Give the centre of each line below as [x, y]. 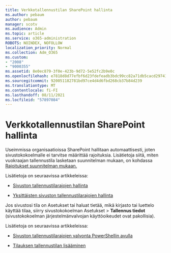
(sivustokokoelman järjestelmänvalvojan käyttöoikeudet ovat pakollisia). [80, 216]
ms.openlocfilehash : [27, 76]
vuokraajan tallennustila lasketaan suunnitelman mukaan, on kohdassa [79, 161]
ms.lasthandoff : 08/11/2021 [35, 95]
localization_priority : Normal [38, 48]
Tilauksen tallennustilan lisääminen [49, 246]
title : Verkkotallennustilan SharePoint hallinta [59, 10]
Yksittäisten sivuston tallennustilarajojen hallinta [63, 196]
